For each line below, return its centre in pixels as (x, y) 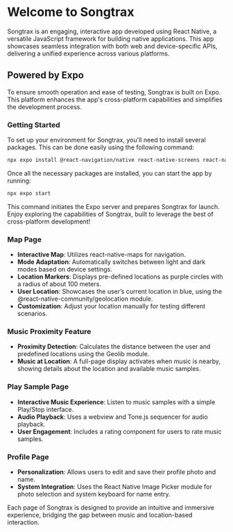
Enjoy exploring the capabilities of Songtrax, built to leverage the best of (110, 214)
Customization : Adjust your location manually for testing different (111, 306)
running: (19, 181)
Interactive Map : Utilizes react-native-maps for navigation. (101, 255)
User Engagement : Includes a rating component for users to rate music (119, 431)
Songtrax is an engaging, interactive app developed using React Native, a (112, 31)
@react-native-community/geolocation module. (85, 299)
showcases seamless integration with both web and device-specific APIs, (112, 46)
